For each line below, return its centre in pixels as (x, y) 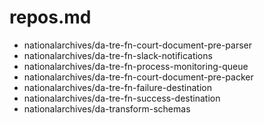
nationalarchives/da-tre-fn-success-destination (122, 98)
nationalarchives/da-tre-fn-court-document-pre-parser (138, 45)
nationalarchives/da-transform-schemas (107, 108)
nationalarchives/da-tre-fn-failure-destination (117, 87)
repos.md (50, 17)
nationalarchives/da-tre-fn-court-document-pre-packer (138, 77)
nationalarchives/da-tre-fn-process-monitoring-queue (136, 66)
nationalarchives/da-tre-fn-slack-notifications (118, 55)
